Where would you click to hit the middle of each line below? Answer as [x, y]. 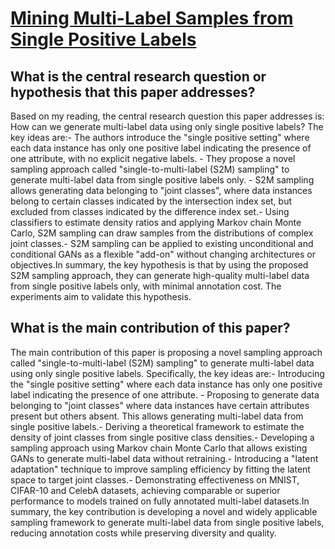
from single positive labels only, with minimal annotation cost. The [146, 286]
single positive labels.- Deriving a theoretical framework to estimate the [157, 426]
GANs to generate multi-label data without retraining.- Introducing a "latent [164, 458]
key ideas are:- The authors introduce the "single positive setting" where [160, 137]
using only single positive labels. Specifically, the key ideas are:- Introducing [167, 373]
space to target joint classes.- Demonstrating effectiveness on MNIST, [155, 479]
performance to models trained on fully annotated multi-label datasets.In [160, 501]
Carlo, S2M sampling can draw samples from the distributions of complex [162, 233]
